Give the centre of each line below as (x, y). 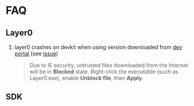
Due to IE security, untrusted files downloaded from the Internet (109, 65)
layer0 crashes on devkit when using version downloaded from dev (98, 47)
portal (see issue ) (36, 54)
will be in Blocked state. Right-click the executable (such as (104, 72)
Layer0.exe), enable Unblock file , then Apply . (86, 78)
